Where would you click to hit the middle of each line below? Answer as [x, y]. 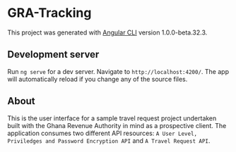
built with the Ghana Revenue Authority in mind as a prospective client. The [117, 125]
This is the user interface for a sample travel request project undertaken [112, 118]
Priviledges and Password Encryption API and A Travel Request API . [109, 140]
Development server [53, 55]
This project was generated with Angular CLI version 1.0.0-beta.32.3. [107, 32]
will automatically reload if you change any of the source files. [98, 79]
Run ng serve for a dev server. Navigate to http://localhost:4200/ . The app [118, 71]
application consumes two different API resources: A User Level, [102, 133]
